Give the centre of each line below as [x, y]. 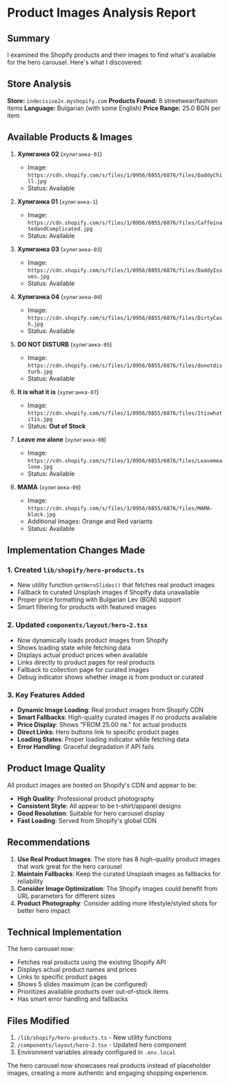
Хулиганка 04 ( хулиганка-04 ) [60, 296]
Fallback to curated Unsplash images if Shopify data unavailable [108, 593]
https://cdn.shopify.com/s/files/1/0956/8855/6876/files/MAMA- [120, 508]
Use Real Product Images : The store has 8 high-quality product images [119, 859]
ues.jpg [38, 276]
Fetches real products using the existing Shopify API [91, 962]
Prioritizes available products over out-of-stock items [93, 992]
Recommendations [49, 842]
